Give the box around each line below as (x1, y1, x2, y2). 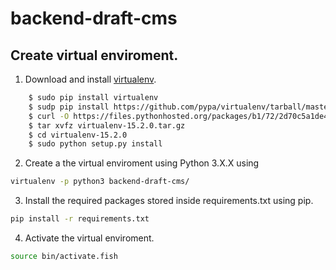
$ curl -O (28, 111, 70, 121)
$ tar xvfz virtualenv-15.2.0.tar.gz (28, 120, 186, 131)
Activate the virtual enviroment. (24, 232, 155, 244)
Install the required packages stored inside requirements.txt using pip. (24, 195, 314, 207)
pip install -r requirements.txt (10, 214, 150, 224)
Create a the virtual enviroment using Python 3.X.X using (24, 157, 260, 169)
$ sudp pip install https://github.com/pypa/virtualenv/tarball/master (28, 102, 333, 112)
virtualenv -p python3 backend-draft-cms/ (10, 177, 190, 187)
